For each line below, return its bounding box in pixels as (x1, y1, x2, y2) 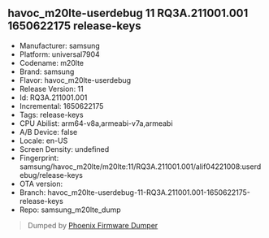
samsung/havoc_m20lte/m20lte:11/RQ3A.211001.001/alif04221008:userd (19, 162, 262, 171)
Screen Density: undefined (19, 144, 110, 154)
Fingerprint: (19, 153, 59, 162)
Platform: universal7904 (19, 49, 101, 59)
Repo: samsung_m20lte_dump (19, 205, 121, 214)
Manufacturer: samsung (19, 41, 101, 50)
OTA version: (19, 179, 63, 188)
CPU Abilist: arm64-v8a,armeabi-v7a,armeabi (19, 118, 173, 128)
